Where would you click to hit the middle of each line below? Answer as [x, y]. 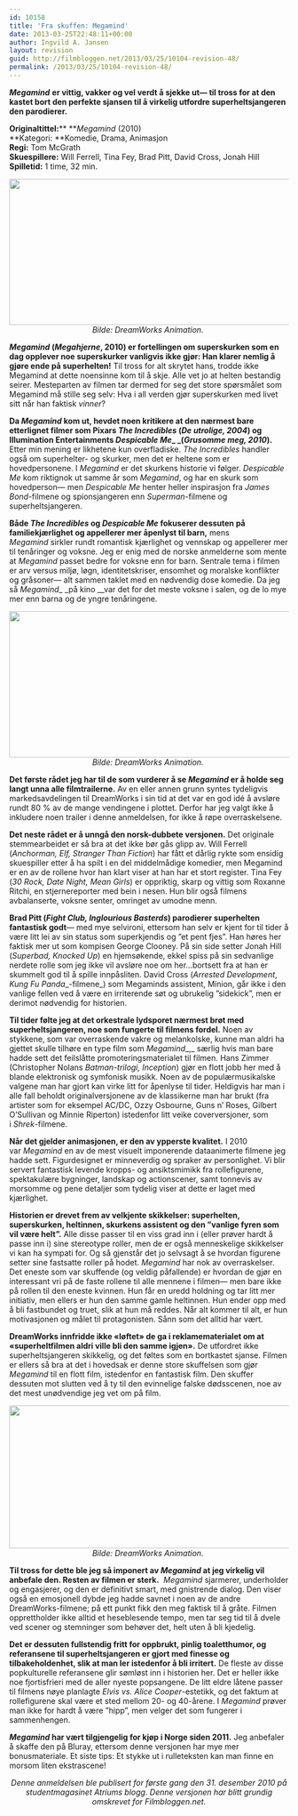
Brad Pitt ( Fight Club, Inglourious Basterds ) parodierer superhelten [134, 918]
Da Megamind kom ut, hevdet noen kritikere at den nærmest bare [132, 421]
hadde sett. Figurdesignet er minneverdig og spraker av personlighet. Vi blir [147, 1160]
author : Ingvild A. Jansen [59, 42]
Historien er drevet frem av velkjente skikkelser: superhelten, [125, 1215]
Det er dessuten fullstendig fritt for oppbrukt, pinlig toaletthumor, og [138, 1644]
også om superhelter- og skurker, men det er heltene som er [120, 458]
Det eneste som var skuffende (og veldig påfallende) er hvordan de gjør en [145, 1272]
